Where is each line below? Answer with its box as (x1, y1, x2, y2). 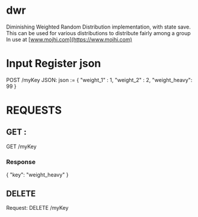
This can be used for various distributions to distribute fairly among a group (6, 29, 191, 36)
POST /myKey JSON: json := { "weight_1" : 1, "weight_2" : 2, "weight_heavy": (6, 76, 193, 83)
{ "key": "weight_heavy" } (6, 171, 69, 178)
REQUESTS (6, 103, 62, 117)
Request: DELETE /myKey (6, 204, 69, 211)
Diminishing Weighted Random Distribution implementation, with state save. (6, 23, 191, 30)
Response (6, 158, 36, 166)
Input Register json (6, 57, 101, 70)
